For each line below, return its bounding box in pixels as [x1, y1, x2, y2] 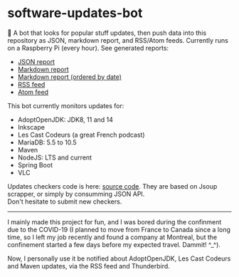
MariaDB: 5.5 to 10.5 [17, 137, 77, 147]
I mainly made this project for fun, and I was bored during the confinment [7, 217, 222, 226]
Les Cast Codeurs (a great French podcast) [17, 130, 145, 139]
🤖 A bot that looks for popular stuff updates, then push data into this [7, 28, 207, 37]
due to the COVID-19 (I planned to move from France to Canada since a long [7, 225, 231, 234]
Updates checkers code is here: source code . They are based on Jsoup [7, 182, 218, 190]
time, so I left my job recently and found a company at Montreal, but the [7, 233, 218, 241]
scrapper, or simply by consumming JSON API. [7, 189, 145, 198]
